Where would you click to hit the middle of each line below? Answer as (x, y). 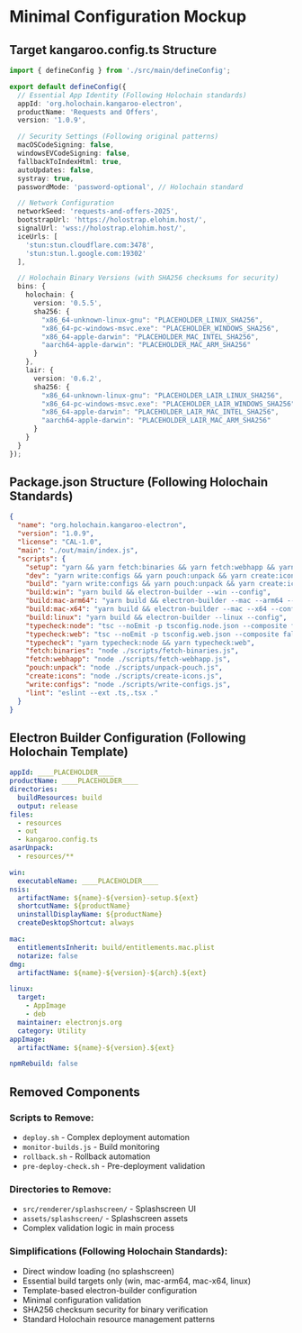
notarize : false (48, 956)
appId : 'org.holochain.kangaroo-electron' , (100, 104)
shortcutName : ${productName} (74, 906)
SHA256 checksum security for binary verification (115, 1310)
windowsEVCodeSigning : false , (74, 153)
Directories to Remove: (61, 1189)
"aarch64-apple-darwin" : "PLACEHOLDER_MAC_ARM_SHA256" (147, 345)
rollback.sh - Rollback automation (86, 1156)
